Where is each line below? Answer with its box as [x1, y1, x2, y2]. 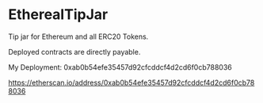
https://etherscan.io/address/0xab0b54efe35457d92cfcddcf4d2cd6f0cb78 [8, 78, 255, 87]
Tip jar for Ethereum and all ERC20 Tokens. [8, 32, 149, 41]
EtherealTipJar [8, 6, 109, 24]
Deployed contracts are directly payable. [8, 47, 141, 56]
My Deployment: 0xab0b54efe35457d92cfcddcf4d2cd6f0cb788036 [8, 62, 232, 72]
